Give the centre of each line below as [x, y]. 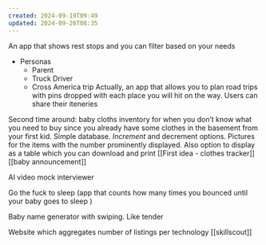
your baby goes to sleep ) [51, 201]
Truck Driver [52, 78]
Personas [36, 61]
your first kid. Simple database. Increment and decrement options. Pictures [132, 136]
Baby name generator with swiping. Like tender [86, 216]
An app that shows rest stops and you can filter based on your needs [122, 45]
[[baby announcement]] [47, 161]
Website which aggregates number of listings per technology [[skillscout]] [130, 231]
